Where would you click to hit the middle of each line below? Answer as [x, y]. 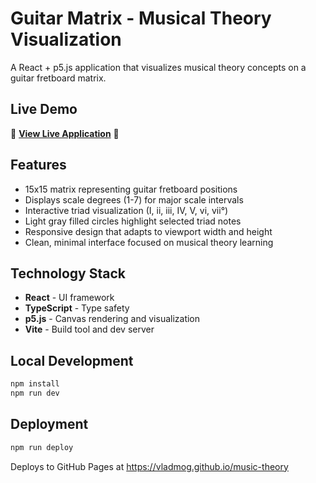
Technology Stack [68, 273]
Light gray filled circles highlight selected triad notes [133, 221]
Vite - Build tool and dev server [89, 329]
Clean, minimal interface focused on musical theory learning [149, 242]
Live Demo [44, 109]
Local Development [72, 360]
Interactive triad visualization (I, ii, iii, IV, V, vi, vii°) [126, 210]
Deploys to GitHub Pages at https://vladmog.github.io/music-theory [149, 466]
